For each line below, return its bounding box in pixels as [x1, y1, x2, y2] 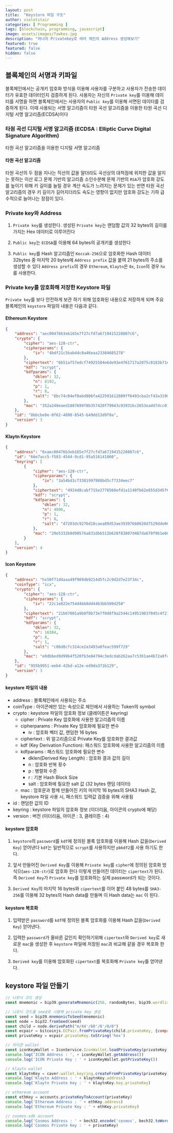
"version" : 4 [14, 545, 43, 551]
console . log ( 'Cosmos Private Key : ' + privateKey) [5, 1123, 118, 1128]
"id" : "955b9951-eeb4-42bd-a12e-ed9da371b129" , [14, 663, 118, 669]
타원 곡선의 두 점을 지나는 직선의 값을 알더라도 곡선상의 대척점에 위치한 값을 [5, 169, 157, 175]
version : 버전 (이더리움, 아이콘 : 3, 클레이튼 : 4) [12, 812, 110, 819]
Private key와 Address [5, 209, 62, 217]
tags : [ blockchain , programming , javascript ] [5, 27, 105, 32]
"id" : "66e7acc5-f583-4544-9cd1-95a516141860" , [14, 454, 118, 459]
